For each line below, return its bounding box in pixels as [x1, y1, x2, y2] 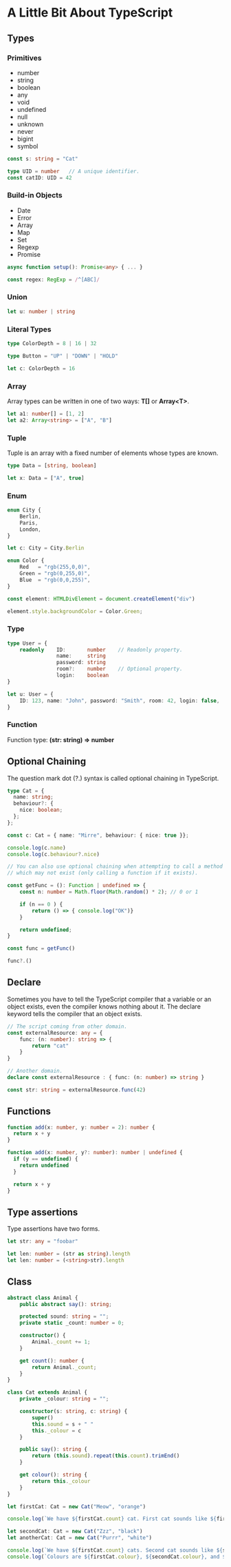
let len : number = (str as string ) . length [7, 1251, 131, 1258]
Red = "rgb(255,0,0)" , [19, 564, 91, 571]
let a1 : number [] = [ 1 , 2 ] [7, 410, 85, 417]
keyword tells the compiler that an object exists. [7, 1009, 142, 1018]
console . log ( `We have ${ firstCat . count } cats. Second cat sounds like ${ [7, 1547, 223, 1554]
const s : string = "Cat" [7, 155, 78, 162]
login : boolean [56, 672, 109, 679]
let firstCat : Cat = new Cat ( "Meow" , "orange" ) [7, 1503, 146, 1510]
